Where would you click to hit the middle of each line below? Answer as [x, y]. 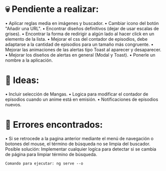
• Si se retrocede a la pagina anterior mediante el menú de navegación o [80, 138]
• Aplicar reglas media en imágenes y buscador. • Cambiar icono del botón [82, 23]
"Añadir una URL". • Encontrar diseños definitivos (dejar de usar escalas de [82, 28]
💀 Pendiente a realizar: [52, 9]
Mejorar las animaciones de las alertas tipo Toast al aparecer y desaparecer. [83, 49]
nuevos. [13, 104]
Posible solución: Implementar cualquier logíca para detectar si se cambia [81, 149]
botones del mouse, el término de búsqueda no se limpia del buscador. [78, 144]
